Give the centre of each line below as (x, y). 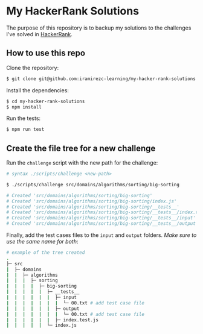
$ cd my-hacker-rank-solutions (46, 101)
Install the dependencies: (38, 90)
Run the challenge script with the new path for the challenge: (82, 163)
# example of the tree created (46, 253)
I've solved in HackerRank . (39, 34)
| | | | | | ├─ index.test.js (52, 320)
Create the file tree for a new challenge (81, 148)
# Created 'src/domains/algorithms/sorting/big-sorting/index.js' (92, 201)
